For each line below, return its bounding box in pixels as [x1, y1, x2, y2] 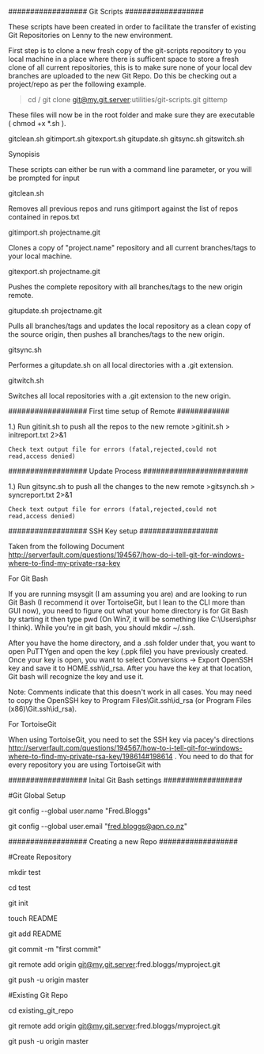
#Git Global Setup [8, 791, 66, 800]
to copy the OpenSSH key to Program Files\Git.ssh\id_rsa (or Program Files [8, 696, 251, 705]
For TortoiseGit [8, 720, 57, 728]
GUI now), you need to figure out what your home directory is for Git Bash [8, 606, 249, 615]
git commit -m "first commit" [8, 945, 101, 953]
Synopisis [8, 150, 40, 158]
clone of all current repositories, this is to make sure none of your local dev [8, 63, 253, 72]
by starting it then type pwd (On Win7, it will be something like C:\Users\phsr [8, 614, 257, 624]
